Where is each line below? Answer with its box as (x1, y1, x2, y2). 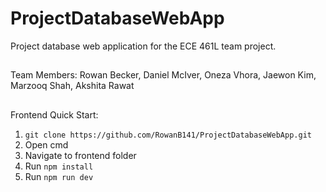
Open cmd (24, 138, 69, 151)
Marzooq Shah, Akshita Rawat (10, 80, 135, 92)
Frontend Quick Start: (10, 108, 99, 121)
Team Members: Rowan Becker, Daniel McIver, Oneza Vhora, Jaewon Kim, (10, 69, 317, 81)
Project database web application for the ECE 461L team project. (10, 40, 277, 52)
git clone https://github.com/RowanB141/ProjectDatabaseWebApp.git (24, 130, 312, 140)
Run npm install (24, 160, 94, 172)
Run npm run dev (24, 170, 94, 182)
